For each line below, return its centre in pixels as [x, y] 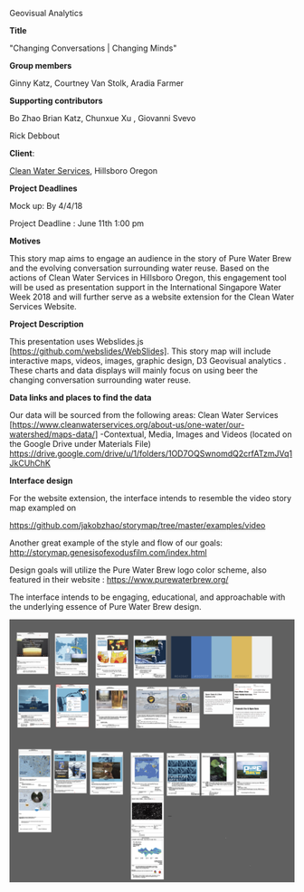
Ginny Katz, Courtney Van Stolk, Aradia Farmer [96, 83]
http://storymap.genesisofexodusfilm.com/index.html [109, 552]
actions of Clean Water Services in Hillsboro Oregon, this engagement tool [148, 278]
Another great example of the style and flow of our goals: [116, 543]
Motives [25, 241]
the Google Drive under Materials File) [81, 444]
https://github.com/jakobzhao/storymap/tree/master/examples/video [138, 525]
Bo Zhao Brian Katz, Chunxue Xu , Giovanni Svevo [103, 118]
